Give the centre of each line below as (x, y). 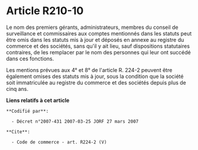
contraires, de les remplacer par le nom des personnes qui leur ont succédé (98, 52)
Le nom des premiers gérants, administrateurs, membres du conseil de (92, 27)
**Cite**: (18, 132)
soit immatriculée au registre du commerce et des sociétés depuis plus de (96, 82)
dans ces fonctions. (30, 58)
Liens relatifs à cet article (38, 100)
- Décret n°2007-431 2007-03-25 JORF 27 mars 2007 (75, 121)
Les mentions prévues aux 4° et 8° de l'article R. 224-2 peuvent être (89, 70)
